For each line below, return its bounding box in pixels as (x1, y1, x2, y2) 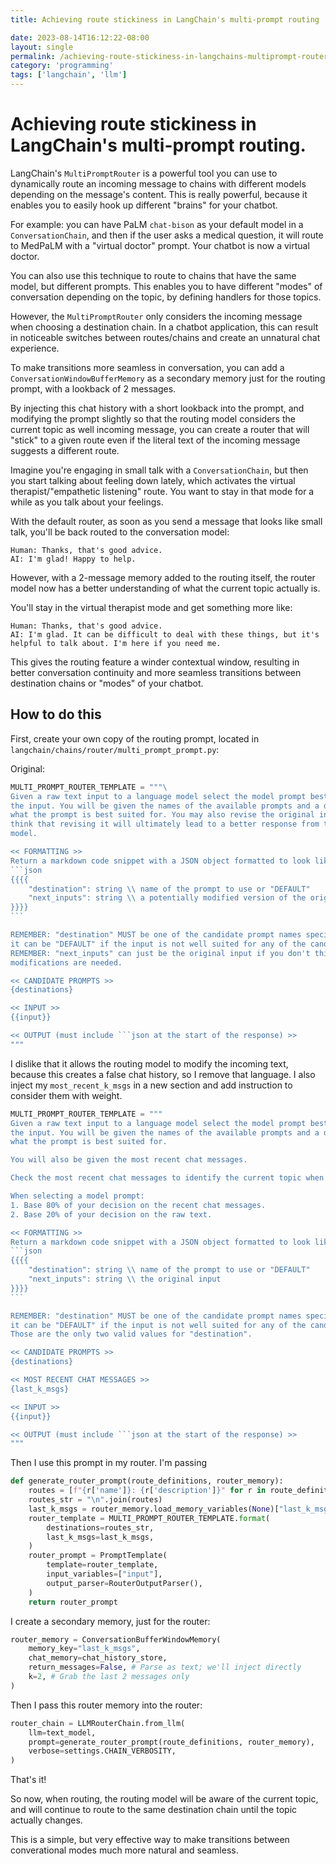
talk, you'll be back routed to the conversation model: (10, 526, 230, 538)
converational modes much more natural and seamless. (10, 1844, 239, 1856)
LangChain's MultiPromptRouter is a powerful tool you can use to (10, 167, 278, 179)
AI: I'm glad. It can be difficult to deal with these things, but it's (10, 629, 320, 640)
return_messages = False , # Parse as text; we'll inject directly (28, 1662, 302, 1673)
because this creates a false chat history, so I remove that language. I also (10, 1068, 316, 1080)
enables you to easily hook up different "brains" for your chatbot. (10, 199, 278, 211)
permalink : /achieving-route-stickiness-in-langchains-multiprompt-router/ (10, 51, 333, 61)
